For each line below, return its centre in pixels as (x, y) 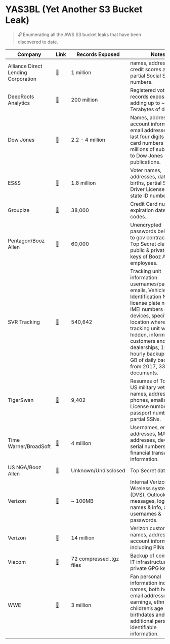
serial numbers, (148, 446)
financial (140, 453)
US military (143, 387)
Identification (146, 297)
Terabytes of (145, 109)
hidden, (139, 335)
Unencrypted (146, 224)
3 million (81, 605)
